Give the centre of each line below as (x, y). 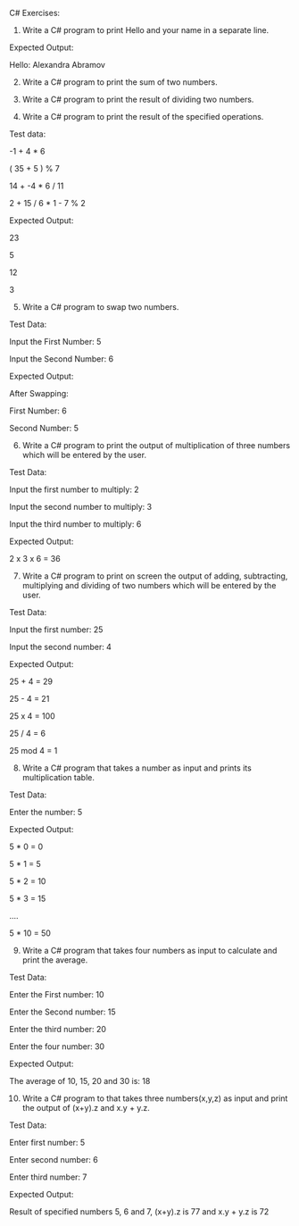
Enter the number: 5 (46, 812)
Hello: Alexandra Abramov (57, 65)
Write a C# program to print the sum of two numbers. (120, 82)
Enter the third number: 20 (58, 1029)
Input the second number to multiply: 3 (81, 507)
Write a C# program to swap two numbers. (100, 307)
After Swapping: (39, 393)
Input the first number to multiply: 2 (75, 489)
